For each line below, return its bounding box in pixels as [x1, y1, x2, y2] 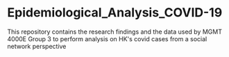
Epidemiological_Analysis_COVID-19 [7, 5, 223, 21]
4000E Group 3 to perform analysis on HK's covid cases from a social [7, 34, 207, 43]
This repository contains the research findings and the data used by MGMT [7, 27, 222, 36]
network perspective [7, 42, 67, 50]
